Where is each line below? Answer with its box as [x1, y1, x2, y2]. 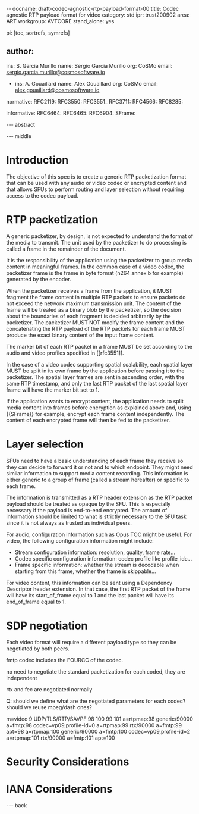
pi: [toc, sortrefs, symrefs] [6, 29, 70, 36]
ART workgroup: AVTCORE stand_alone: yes [6, 18, 115, 24]
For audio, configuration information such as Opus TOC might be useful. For [6, 531, 192, 538]
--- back [6, 802, 27, 809]
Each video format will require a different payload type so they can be [6, 638, 177, 646]
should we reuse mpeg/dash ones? [6, 703, 92, 710]
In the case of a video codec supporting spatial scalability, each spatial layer [6, 361, 193, 368]
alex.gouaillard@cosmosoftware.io [14, 86, 100, 93]
